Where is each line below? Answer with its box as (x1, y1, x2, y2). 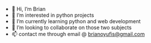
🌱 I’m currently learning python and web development (11, 18, 141, 24)
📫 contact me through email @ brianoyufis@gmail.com (11, 31, 145, 37)
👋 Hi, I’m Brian (11, 6, 46, 12)
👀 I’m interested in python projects (11, 12, 94, 19)
